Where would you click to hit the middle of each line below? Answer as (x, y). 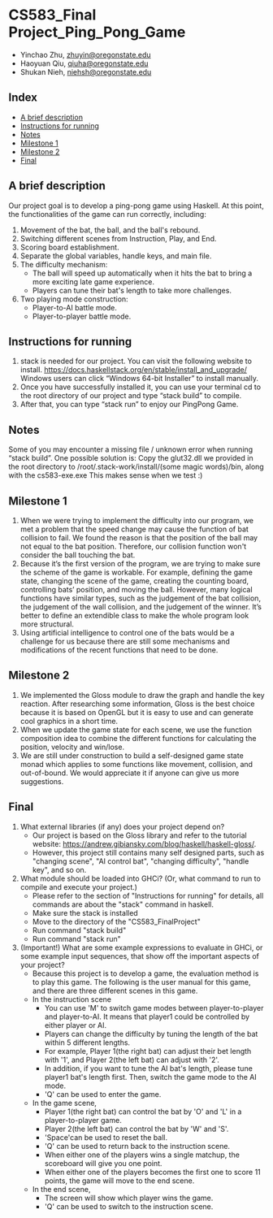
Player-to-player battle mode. (82, 316)
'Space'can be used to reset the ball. (106, 1137)
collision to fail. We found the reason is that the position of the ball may (139, 537)
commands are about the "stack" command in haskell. (123, 904)
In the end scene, (61, 1189)
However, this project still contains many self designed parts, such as (148, 852)
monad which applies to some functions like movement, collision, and (136, 764)
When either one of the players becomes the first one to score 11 (153, 1172)
